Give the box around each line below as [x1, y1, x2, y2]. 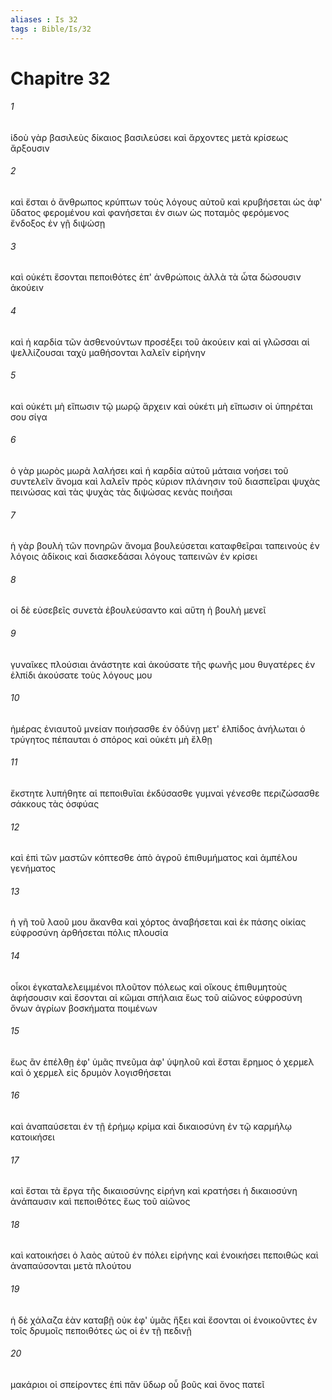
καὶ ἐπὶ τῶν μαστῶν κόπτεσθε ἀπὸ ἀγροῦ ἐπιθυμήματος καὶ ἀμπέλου [10, 852, 298, 864]
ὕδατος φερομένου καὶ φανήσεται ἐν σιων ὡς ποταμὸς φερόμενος [10, 207, 290, 219]
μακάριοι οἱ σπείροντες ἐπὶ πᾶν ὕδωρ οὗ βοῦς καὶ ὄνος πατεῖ [10, 1378, 265, 1390]
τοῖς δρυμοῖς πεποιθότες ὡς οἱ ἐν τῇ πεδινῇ [10, 1324, 192, 1336]
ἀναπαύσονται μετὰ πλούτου [10, 1260, 132, 1272]
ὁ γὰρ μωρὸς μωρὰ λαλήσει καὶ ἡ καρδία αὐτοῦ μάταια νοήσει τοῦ [10, 464, 289, 476]
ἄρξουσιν [10, 142, 50, 154]
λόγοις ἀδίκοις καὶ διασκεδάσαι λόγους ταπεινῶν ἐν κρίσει [10, 551, 258, 563]
